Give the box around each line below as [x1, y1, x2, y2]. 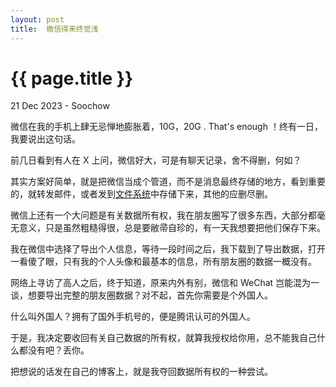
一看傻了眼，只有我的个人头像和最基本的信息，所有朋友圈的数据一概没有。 [10, 256, 317, 268]
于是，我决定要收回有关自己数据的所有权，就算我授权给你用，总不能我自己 [10, 332, 317, 344]
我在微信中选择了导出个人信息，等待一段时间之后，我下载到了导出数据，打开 [10, 243, 326, 255]
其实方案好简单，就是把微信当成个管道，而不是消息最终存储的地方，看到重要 [10, 176, 326, 188]
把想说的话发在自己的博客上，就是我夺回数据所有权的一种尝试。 [10, 366, 273, 378]
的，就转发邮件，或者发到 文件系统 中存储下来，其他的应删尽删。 [10, 188, 273, 200]
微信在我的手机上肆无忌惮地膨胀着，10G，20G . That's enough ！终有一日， [10, 121, 323, 133]
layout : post [10, 14, 65, 25]
